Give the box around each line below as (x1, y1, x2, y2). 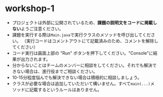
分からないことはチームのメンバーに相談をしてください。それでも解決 (12, 62, 153, 68)
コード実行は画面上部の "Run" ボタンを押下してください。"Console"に (12, 50, 153, 56)
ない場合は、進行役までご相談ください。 (16, 68, 98, 74)
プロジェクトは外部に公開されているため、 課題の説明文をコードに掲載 (12, 19, 153, 25)
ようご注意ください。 (20, 25, 64, 32)
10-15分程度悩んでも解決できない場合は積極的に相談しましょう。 (12, 74, 142, 80)
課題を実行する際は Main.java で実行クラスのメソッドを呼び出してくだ (12, 32, 151, 38)
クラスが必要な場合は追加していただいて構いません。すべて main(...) (12, 80, 151, 86)
